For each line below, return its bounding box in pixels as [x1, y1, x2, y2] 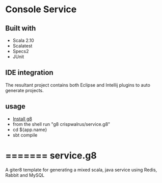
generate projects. [5, 87, 44, 93]
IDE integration [5, 68, 53, 77]
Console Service [5, 4, 77, 15]
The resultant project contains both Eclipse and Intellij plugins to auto [5, 82, 150, 88]
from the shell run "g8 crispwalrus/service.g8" [12, 121, 111, 127]
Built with [5, 24, 36, 33]
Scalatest [12, 43, 33, 49]
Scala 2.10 [12, 37, 34, 43]
